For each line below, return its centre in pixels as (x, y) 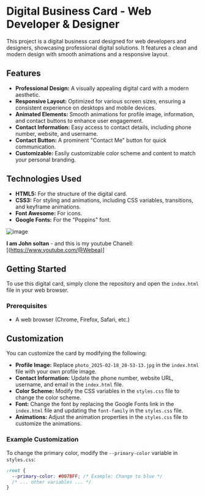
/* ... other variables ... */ (52, 482)
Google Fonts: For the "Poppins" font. (63, 220)
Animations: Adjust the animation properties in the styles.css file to (102, 417)
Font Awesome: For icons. (49, 213)
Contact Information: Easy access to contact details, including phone (103, 127)
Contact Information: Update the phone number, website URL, (94, 378)
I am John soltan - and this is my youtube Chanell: (70, 243)
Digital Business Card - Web (79, 11)
